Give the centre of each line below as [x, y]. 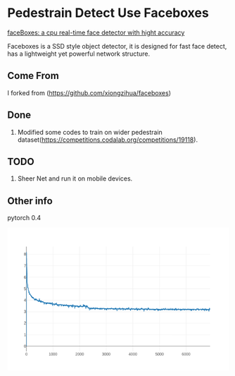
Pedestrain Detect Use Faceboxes [108, 13]
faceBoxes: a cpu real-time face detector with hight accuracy [96, 32]
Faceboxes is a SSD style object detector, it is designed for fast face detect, [117, 46]
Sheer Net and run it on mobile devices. [75, 178]
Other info [30, 201]
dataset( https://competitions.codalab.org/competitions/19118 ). [108, 140]
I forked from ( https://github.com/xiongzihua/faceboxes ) [89, 92]
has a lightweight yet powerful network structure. [79, 54]
